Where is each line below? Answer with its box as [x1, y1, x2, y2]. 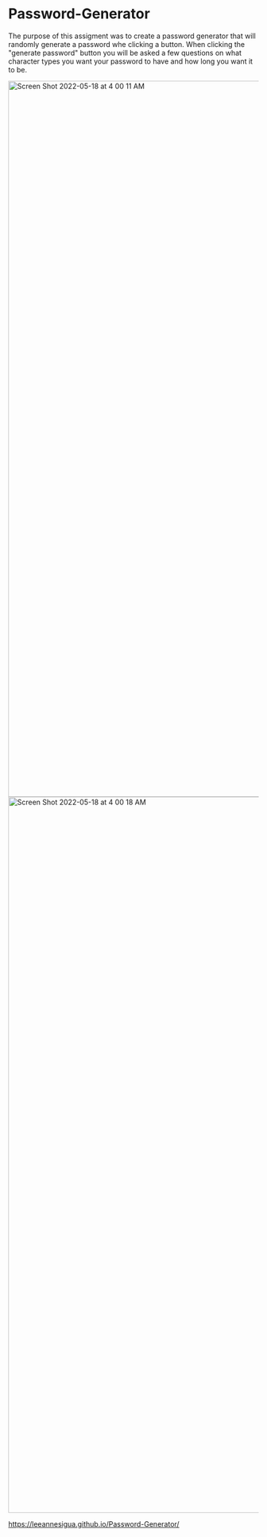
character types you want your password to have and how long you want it [8, 56, 253, 66]
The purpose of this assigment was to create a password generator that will [8, 31, 256, 41]
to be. [8, 64, 28, 74]
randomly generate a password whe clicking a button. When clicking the [8, 39, 245, 49]
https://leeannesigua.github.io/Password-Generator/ [8, 1519, 180, 1528]
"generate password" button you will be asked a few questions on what [8, 48, 242, 57]
